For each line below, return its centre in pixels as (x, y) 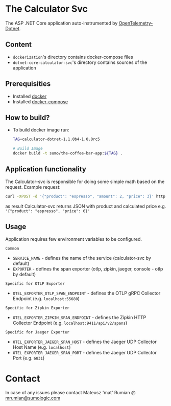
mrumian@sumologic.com (33, 398)
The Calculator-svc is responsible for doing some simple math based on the (85, 182)
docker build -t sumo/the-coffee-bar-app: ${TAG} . (68, 153)
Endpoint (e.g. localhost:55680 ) (46, 298)
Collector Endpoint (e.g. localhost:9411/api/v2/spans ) (70, 323)
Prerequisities (28, 84)
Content (19, 45)
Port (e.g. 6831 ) (29, 358)
